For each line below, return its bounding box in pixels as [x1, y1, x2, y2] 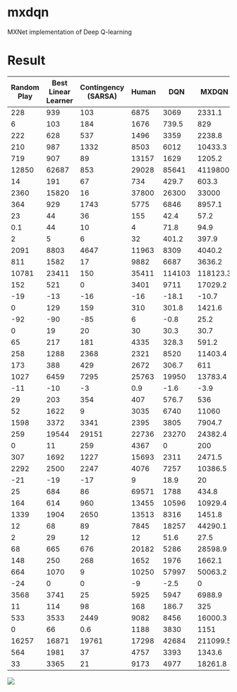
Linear [49, 86, 71, 96]
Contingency [80, 82, 125, 92]
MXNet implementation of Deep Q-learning [7, 28, 133, 36]
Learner [46, 95, 73, 105]
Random [11, 82, 40, 92]
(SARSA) [87, 91, 118, 101]
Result [7, 52, 46, 69]
